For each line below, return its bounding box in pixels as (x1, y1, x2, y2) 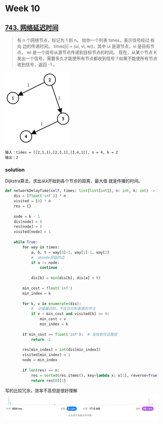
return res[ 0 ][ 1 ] (31, 378, 66, 383)
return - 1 (31, 337, 51, 342)
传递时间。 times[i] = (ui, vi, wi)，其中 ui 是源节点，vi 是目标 (31, 43, 150, 49)
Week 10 (5, 3, 40, 14)
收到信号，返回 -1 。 (16, 62, 57, 67)
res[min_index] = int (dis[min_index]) (22, 347, 101, 353)
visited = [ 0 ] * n (14, 199, 51, 204)
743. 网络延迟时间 (5, 23, 59, 32)
